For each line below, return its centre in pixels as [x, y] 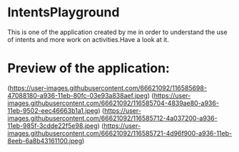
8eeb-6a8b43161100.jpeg [45, 141]
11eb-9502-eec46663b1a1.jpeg [53, 110]
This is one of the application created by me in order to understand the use [117, 32]
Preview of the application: [88, 69]
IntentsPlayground [63, 12]
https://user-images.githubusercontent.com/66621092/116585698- [108, 88]
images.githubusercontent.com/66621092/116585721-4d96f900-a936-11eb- [120, 133]
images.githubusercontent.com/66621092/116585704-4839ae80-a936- [113, 103]
